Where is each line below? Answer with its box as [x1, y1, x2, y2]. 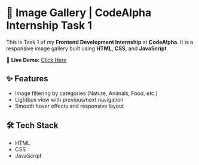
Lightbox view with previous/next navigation [14, 96, 124, 103]
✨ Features [6, 74, 48, 84]
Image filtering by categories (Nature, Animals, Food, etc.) [14, 90, 158, 97]
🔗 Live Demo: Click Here [6, 56, 67, 63]
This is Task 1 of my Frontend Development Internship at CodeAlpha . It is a [6, 38, 194, 45]
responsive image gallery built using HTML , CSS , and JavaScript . [6, 45, 169, 52]
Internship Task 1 [6, 19, 93, 32]
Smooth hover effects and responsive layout [14, 102, 124, 109]
